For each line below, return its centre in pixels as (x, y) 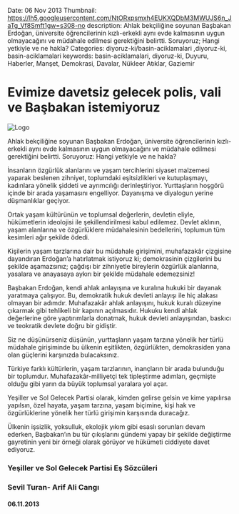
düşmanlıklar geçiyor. (39, 200)
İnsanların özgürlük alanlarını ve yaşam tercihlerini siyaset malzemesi (109, 170)
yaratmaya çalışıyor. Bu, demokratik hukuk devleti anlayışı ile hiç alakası (113, 295)
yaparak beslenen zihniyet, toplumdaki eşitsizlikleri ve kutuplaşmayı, (108, 177)
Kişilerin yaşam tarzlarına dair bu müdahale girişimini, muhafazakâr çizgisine (119, 251)
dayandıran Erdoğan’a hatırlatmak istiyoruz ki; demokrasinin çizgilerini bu (115, 258)
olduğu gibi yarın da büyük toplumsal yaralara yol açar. (88, 384)
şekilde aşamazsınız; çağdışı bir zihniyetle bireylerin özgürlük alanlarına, (113, 266)
